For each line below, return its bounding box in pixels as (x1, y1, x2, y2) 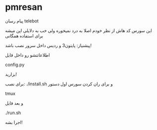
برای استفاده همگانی (5, 33, 44, 39)
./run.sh (5, 110, 21, 116)
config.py (5, 62, 25, 67)
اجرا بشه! (5, 119, 23, 125)
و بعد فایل (5, 100, 24, 106)
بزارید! (5, 71, 17, 77)
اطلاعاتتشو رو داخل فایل (5, 52, 51, 58)
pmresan (5, 1, 43, 13)
